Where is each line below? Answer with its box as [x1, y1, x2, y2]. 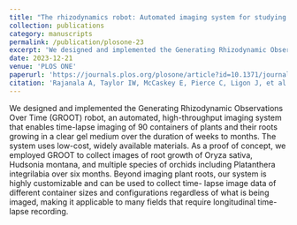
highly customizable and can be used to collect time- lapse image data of [9, 177, 277, 188]
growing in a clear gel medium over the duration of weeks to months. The [9, 131, 277, 141]
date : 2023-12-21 [9, 54, 73, 63]
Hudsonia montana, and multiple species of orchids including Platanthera [9, 159, 276, 169]
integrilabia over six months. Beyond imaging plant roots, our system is [9, 169, 267, 179]
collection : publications [9, 21, 104, 30]
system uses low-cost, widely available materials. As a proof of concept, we [9, 140, 286, 151]
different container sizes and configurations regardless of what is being [9, 187, 270, 198]
